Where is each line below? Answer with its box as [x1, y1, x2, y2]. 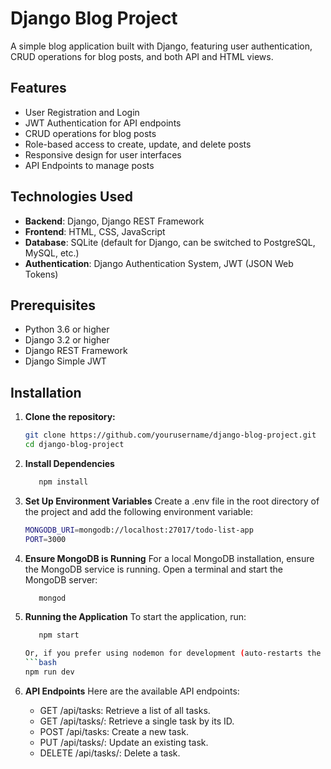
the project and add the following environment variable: [24, 505, 253, 517]
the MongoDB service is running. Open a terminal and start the [24, 563, 283, 575]
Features [10, 80, 67, 97]
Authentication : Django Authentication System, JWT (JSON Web [24, 257, 294, 269]
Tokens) [24, 268, 59, 280]
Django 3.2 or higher [24, 334, 110, 346]
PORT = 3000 [24, 534, 67, 544]
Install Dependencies [24, 457, 115, 469]
